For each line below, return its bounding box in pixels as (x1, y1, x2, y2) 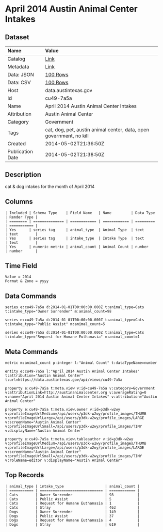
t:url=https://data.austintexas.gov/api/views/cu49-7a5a (5, 377, 123, 382)
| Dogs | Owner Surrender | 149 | (5, 509, 140, 514)
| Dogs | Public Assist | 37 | (5, 514, 140, 518)
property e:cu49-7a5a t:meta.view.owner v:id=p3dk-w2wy (5, 407, 120, 412)
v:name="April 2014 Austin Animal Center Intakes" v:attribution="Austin (5, 394, 158, 399)
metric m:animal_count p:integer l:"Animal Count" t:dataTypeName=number (5, 360, 158, 365)
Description (5, 171, 41, 179)
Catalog (7, 56, 26, 62)
